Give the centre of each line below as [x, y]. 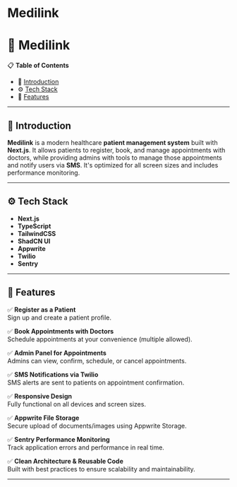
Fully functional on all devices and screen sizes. [77, 404]
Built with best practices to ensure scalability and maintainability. [101, 469]
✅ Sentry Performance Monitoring [59, 439]
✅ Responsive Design [40, 396]
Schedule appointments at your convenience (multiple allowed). [100, 339]
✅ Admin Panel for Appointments [57, 353]
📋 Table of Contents [38, 66]
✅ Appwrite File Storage [43, 418]
